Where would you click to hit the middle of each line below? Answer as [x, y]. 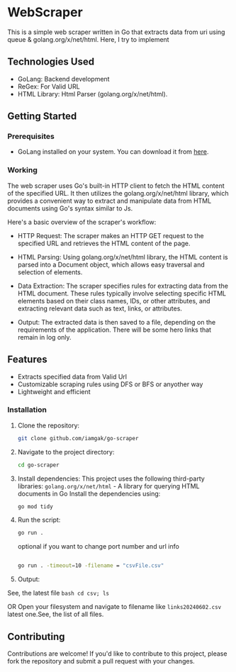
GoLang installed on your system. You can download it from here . [113, 152]
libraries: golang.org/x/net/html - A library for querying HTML [108, 486]
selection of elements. [50, 272]
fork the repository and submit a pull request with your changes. [101, 661]
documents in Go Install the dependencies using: [89, 493]
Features [27, 360]
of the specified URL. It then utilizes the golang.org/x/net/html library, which [118, 193]
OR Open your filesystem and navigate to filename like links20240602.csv [114, 607]
